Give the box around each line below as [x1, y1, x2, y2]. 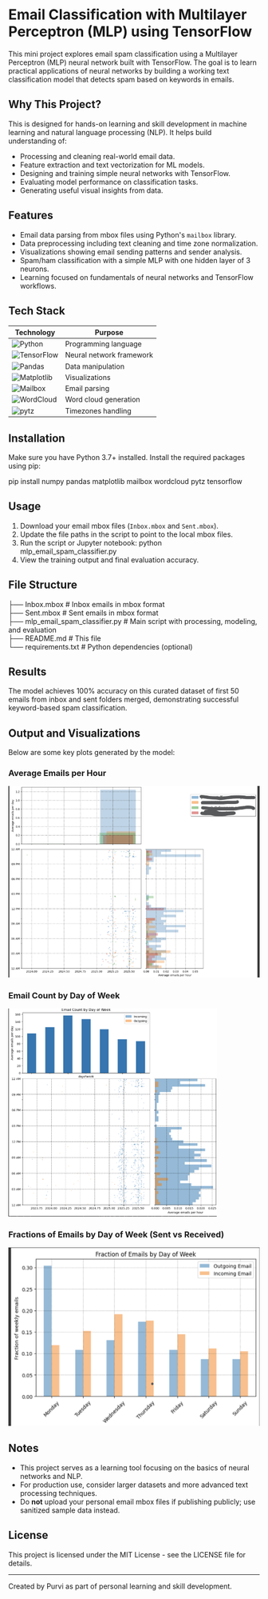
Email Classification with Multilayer [8, 6, 247, 24]
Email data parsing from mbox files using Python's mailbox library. [19, 230, 237, 239]
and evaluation [8, 625, 57, 634]
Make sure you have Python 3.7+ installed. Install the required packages [8, 452, 246, 462]
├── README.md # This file [8, 634, 101, 643]
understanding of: [8, 136, 68, 146]
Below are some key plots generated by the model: [8, 748, 175, 758]
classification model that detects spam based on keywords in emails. [8, 74, 235, 84]
